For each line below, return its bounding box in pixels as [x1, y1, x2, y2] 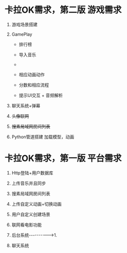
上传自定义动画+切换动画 [11, 201, 62, 207]
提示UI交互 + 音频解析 [18, 92, 63, 98]
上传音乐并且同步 [11, 180, 46, 186]
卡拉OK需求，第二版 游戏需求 [4, 4, 122, 16]
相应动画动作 [18, 71, 45, 77]
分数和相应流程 [18, 82, 49, 88]
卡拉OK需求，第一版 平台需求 [4, 153, 122, 164]
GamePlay [11, 31, 33, 37]
